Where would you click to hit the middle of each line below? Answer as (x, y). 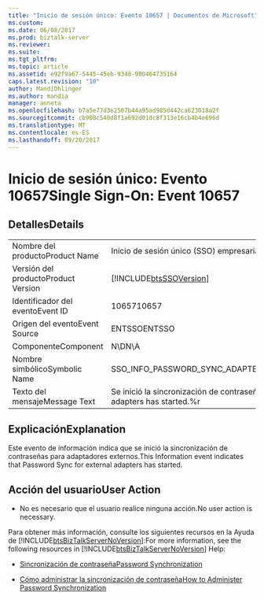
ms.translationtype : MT (47, 125)
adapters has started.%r (156, 401)
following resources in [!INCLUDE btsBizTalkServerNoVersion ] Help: (117, 549)
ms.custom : (26, 23)
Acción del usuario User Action (84, 489)
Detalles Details (46, 225)
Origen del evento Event (55, 324)
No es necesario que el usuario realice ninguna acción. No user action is (136, 509)
